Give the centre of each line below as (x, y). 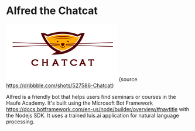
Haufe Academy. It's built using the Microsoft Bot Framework (80, 103)
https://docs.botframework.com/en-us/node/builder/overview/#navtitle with (98, 109)
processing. (20, 122)
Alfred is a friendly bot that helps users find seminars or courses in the (91, 96)
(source (128, 79)
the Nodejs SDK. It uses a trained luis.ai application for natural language (93, 115)
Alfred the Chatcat (52, 11)
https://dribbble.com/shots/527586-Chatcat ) (60, 85)
